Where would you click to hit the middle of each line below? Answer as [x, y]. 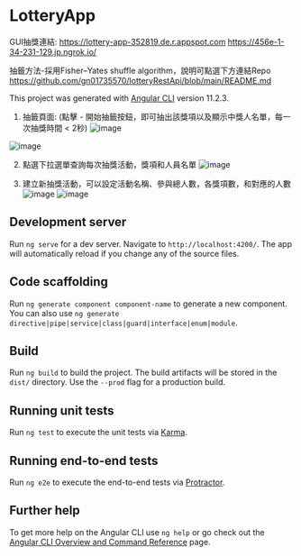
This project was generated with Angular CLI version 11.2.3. [119, 98]
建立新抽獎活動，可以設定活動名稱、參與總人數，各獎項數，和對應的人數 [156, 183]
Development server [68, 222]
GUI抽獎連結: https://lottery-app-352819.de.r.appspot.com [118, 41]
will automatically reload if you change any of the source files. [124, 253]
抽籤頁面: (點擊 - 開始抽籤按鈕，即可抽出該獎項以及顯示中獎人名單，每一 [156, 116]
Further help [45, 510]
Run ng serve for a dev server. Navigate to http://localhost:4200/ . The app [151, 243]
